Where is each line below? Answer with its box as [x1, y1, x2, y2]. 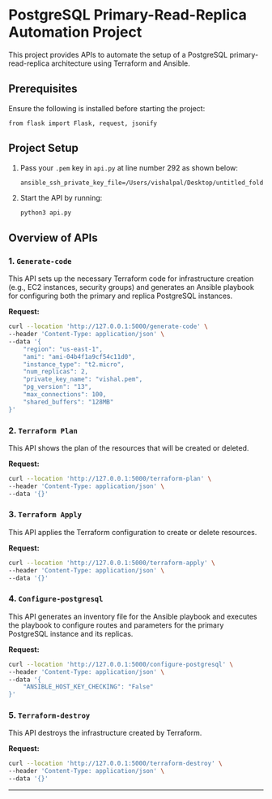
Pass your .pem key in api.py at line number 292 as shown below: [19, 162, 239, 172]
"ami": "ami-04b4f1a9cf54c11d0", [23, 352, 136, 361]
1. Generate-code [8, 255, 72, 266]
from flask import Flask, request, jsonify [8, 119, 158, 127]
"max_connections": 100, [23, 391, 107, 399]
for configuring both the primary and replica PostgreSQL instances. [8, 291, 233, 301]
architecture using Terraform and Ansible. [51, 58, 190, 68]
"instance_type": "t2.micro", [23, 360, 125, 369]
